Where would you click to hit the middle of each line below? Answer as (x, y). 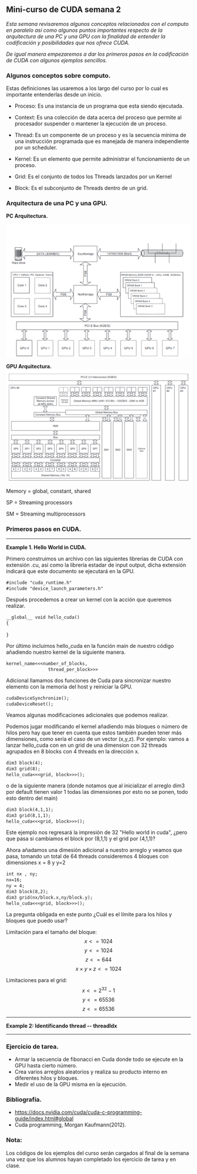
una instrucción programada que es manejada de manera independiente (102, 141)
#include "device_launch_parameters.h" (55, 589)
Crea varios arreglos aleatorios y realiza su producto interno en (91, 1072)
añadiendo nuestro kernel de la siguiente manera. (66, 652)
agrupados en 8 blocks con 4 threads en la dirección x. (73, 751)
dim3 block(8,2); (27, 892)
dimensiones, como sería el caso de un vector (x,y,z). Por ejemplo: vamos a (98, 739)
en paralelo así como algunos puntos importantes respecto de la (84, 30)
